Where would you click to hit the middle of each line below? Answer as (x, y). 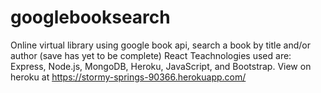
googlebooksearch (90, 17)
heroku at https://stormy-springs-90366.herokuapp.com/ (128, 77)
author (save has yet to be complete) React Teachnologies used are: (151, 55)
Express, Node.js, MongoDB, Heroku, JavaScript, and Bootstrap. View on (161, 66)
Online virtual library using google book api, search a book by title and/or (160, 45)
